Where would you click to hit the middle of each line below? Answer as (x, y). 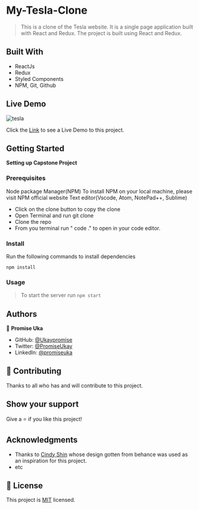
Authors (22, 314)
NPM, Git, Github (35, 85)
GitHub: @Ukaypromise (43, 340)
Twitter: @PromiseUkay (43, 346)
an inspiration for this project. (51, 460)
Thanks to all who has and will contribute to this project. (75, 385)
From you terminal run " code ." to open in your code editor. (87, 228)
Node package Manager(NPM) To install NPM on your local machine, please (99, 191)
